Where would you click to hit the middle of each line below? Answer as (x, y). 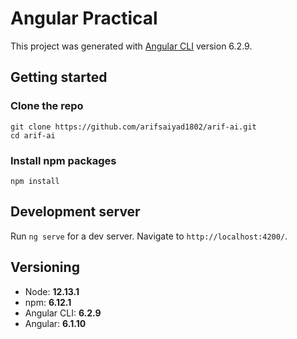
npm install (35, 181)
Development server (75, 212)
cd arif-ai (33, 135)
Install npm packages (63, 160)
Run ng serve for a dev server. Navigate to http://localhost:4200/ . (149, 236)
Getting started (59, 77)
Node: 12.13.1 (52, 291)
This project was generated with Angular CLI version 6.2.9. (131, 46)
